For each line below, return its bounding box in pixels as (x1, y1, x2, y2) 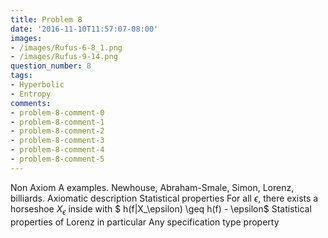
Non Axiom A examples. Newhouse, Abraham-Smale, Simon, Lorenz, (10, 181, 295, 193)
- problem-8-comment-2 (10, 126, 105, 136)
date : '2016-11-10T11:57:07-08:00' (10, 24, 159, 34)
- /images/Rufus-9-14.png (10, 52, 118, 62)
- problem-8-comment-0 (10, 107, 105, 118)
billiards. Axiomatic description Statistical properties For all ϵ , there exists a (10, 192, 319, 204)
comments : (10, 98, 52, 108)
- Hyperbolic (10, 80, 65, 90)
